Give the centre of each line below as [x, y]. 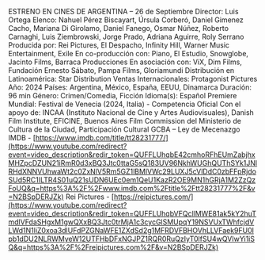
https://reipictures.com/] [153, 197]
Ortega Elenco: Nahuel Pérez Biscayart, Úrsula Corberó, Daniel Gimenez [126, 20]
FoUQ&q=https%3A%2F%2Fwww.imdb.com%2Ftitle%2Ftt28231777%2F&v [132, 188]
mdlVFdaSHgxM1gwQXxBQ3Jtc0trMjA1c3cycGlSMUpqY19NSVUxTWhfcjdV [131, 222]
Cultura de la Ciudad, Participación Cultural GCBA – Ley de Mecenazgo [124, 129]
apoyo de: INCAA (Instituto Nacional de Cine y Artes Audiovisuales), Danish [131, 113]
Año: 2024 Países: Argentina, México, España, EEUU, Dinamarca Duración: [130, 87]
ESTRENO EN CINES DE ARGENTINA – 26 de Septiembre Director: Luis [123, 11]
